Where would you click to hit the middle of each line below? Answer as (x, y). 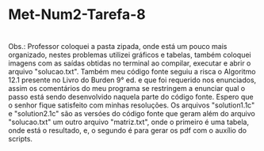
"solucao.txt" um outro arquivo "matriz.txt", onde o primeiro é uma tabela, (129, 122)
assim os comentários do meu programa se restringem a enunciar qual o (127, 89)
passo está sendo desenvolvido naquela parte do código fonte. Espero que (131, 97)
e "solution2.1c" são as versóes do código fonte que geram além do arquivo (132, 114)
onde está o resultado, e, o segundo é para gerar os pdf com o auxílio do (128, 130)
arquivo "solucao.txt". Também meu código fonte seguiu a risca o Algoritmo (132, 72)
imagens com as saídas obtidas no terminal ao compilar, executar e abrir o (130, 63)
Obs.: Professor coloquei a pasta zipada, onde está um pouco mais (118, 47)
